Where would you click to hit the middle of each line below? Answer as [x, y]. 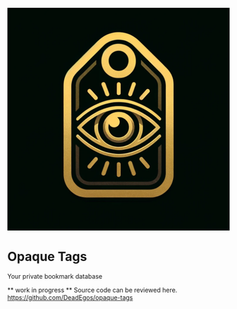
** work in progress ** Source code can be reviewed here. [92, 290]
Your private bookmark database [55, 276]
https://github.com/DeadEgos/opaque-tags [70, 297]
